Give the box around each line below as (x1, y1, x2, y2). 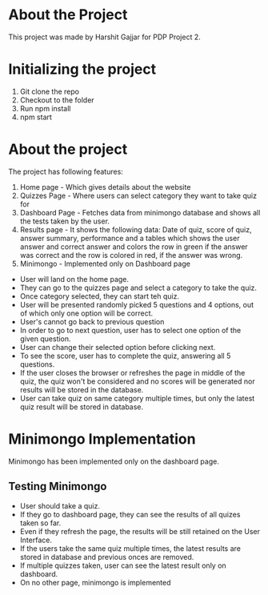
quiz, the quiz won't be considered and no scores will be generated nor (19, 376, 255, 386)
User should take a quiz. (19, 501, 100, 510)
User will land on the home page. (19, 274, 130, 283)
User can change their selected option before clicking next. (19, 342, 216, 352)
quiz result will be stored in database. (19, 402, 144, 412)
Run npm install (19, 103, 71, 113)
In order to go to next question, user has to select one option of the (19, 325, 242, 335)
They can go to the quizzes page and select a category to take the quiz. (19, 283, 258, 292)
